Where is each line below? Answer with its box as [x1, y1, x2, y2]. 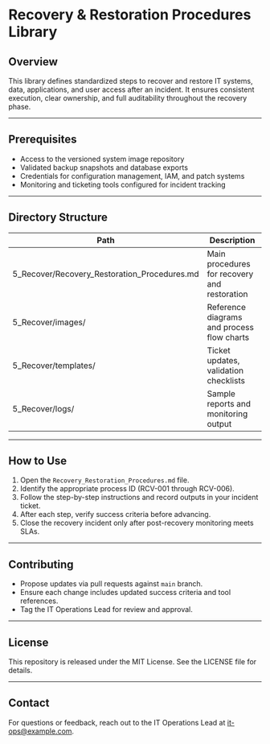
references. [19, 596, 59, 606]
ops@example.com [8, 726, 72, 736]
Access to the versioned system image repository [19, 154, 185, 163]
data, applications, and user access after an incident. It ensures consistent [8, 85, 255, 94]
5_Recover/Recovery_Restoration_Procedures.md [12, 268, 199, 279]
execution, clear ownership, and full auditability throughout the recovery [8, 93, 247, 102]
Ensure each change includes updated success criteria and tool [19, 588, 231, 597]
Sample [207, 388, 235, 399]
